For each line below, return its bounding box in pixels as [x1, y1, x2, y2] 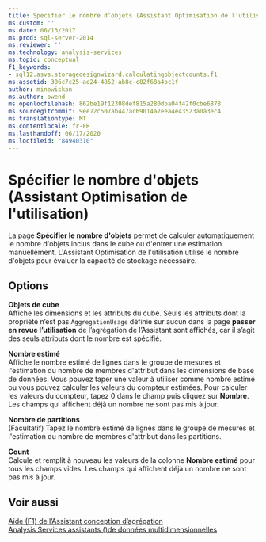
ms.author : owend [8, 93, 66, 101]
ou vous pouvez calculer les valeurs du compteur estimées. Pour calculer [8, 383, 248, 392]
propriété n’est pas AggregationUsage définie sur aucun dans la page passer [8, 317, 256, 326]
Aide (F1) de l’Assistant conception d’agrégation [8, 517, 164, 526]
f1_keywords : [8, 63, 51, 71]
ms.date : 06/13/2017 [8, 26, 77, 34]
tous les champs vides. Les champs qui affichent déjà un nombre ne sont [8, 464, 247, 474]
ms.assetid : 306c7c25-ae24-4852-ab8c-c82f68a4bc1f [8, 78, 179, 86]
